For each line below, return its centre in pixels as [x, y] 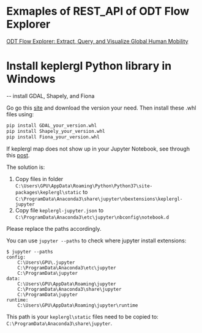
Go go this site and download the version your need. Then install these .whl [101, 108]
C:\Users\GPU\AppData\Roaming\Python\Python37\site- [84, 186]
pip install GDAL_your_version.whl [52, 125]
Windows [31, 79]
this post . [18, 155]
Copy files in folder [39, 179]
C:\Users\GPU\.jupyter [46, 262]
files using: [20, 114]
